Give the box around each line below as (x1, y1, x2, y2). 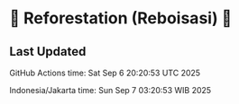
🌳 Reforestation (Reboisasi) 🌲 (9, 8, 233, 29)
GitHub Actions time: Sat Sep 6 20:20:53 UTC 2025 (9, 67, 201, 78)
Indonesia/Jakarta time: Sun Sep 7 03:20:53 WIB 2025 (9, 85, 212, 95)
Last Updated (9, 44, 87, 59)
